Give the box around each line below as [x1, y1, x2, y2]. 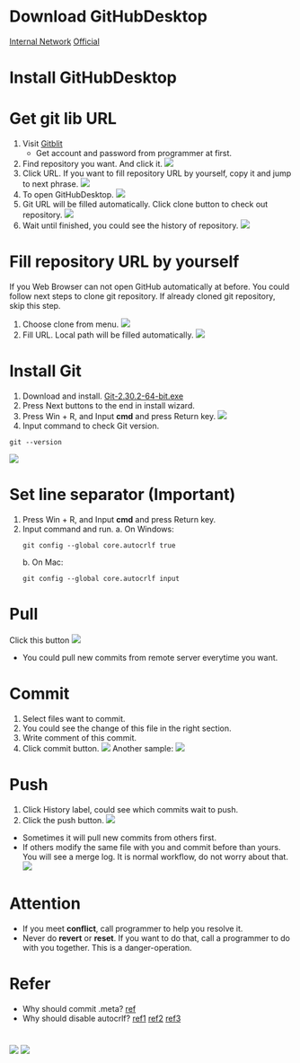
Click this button [9, 635, 70, 646]
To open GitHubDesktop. [22, 189, 114, 200]
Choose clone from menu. [22, 319, 119, 329]
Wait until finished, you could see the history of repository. [22, 220, 239, 231]
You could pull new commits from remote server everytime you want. [22, 652, 278, 663]
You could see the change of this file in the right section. [22, 723, 232, 734]
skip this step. [9, 301, 61, 311]
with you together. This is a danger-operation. [22, 942, 192, 953]
